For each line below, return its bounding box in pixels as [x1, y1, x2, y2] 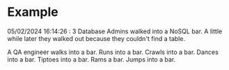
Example [7, 4, 58, 20]
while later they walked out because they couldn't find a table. [7, 34, 186, 42]
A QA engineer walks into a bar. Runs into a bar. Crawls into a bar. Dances [7, 48, 219, 56]
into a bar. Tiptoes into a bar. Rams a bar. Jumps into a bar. [7, 55, 176, 63]
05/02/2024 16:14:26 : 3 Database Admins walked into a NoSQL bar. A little [7, 27, 223, 35]
